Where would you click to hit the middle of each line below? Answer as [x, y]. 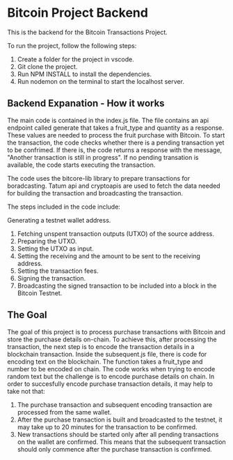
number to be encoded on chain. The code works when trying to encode [111, 369]
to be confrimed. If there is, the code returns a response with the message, [115, 150]
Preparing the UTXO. [47, 241]
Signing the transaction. [51, 278]
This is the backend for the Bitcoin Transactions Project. [88, 32]
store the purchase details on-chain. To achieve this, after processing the [112, 339]
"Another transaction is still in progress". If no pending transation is [103, 157]
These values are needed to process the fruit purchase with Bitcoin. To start [116, 135]
